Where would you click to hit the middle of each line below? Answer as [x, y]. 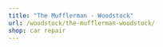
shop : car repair [37, 30]
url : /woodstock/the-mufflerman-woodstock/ [82, 23]
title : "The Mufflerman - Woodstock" [71, 16]
